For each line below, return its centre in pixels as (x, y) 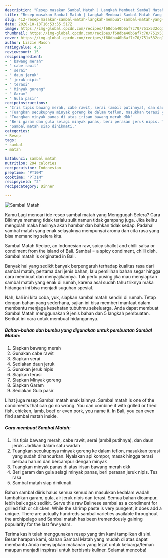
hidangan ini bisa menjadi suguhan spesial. (49, 288)
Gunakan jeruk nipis (33, 369)
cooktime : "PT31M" (24, 177)
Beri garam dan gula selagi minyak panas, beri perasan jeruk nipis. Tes (85, 472)
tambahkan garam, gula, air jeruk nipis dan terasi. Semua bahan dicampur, (82, 498)
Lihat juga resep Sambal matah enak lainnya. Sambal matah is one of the (80, 400)
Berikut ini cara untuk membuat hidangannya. (52, 318)
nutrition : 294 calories (31, 163)
